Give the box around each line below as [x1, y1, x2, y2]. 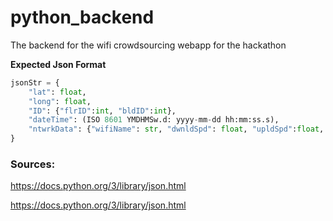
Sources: [10, 157, 56, 171]
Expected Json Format [10, 58, 107, 70]
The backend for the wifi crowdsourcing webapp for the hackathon [10, 39, 287, 51]
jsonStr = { [10, 77, 60, 88]
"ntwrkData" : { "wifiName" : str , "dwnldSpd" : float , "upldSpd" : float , [28, 124, 325, 135]
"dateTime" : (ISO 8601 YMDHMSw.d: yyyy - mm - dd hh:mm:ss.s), [28, 115, 280, 125]
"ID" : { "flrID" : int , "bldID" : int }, [28, 106, 177, 116]
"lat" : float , [28, 87, 87, 97]
